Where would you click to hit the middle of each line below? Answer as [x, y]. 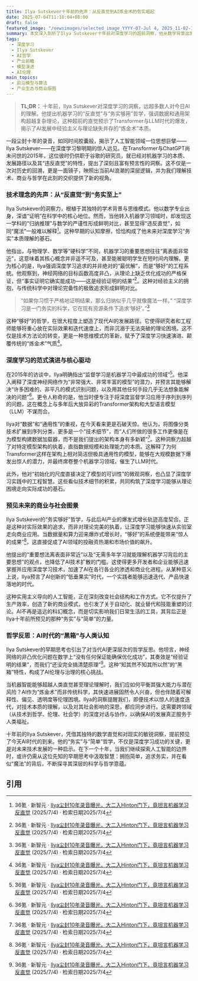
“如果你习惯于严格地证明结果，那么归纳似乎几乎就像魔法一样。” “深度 [103, 301]
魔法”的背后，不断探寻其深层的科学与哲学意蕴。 [72, 763]
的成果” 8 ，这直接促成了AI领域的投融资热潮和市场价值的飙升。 [81, 542]
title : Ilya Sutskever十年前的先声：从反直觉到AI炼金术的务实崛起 [80, 12]
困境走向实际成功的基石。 [37, 489]
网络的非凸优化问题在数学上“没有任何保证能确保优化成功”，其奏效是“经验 [95, 657]
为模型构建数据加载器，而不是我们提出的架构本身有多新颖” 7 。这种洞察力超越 [99, 439]
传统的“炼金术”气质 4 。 [38, 343]
